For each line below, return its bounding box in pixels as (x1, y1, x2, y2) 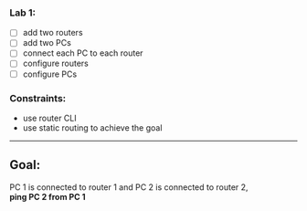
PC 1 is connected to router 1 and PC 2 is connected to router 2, (9, 181, 249, 193)
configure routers (22, 58, 89, 69)
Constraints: (9, 91, 67, 104)
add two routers (22, 27, 84, 38)
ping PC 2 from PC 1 (9, 191, 86, 202)
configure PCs (22, 69, 78, 79)
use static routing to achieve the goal (22, 121, 163, 133)
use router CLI (22, 112, 77, 123)
